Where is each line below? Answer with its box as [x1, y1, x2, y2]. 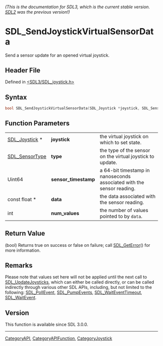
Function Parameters [5, 119, 70, 128]
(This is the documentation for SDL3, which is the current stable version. [5, 4, 150, 10]
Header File [5, 66, 41, 75]
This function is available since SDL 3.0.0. [5, 322, 88, 328]
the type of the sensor [99, 147, 150, 153]
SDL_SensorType [7, 153, 47, 160]
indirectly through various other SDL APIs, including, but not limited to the [5, 285, 152, 290]
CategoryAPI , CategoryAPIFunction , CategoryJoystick [5, 335, 113, 341]
